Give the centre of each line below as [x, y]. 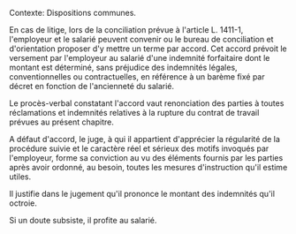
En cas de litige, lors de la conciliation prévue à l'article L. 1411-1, [126, 30]
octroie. [23, 203]
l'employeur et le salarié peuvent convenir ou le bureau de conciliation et [141, 39]
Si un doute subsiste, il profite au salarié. [83, 220]
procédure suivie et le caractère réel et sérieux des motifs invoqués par [139, 148]
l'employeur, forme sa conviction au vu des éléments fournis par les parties [146, 158]
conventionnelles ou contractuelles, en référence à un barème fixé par [137, 77]
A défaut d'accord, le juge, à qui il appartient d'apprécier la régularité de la [145, 139]
